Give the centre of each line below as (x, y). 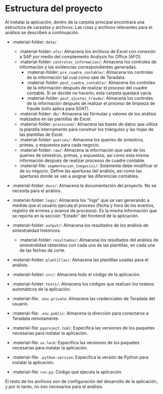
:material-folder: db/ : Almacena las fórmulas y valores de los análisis (88, 113)
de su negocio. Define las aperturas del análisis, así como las (81, 171)
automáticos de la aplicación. (41, 289)
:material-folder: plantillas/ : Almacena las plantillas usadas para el (80, 260)
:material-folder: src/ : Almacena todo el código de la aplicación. (76, 274)
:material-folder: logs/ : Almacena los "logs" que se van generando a (81, 200)
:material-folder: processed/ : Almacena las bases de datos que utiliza (89, 124)
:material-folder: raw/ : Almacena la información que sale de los (82, 150)
